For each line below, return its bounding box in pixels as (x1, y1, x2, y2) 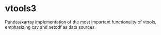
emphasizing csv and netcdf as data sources (5, 24, 95, 30)
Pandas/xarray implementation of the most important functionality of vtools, (5, 19, 157, 25)
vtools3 (5, 3, 36, 14)
